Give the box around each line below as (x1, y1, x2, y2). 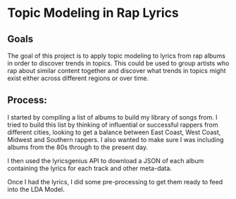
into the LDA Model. (7, 185, 65, 193)
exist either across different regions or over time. (7, 74, 149, 82)
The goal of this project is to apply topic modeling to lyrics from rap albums (7, 51, 225, 60)
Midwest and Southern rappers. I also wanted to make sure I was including (7, 135, 224, 143)
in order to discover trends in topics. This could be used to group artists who (7, 59, 230, 68)
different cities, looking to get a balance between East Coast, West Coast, (7, 128, 221, 136)
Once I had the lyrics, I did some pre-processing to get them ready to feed (7, 177, 223, 186)
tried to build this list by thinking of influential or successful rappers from (7, 120, 218, 129)
